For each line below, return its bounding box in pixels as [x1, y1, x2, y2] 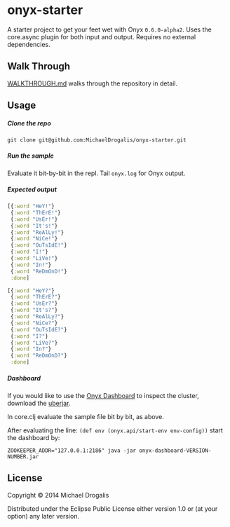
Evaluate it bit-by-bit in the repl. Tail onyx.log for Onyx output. [7, 169, 186, 177]
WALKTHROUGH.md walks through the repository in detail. [7, 79, 178, 88]
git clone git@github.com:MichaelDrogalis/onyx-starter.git [7, 137, 187, 144]
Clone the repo [7, 118, 51, 128]
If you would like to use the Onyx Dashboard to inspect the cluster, [7, 392, 200, 400]
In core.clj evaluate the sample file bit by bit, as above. [7, 413, 165, 421]
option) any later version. [7, 512, 79, 520]
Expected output [7, 185, 57, 193]
